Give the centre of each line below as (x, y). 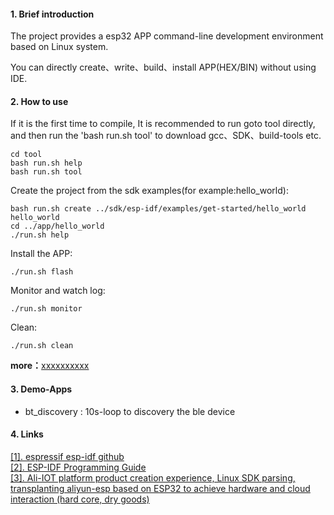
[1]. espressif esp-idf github (67, 456)
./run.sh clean (42, 346)
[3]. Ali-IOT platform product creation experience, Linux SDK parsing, (153, 477)
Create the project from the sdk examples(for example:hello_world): (149, 191)
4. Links (27, 434)
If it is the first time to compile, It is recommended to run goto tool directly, (163, 124)
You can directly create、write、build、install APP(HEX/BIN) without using (163, 67)
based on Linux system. (59, 47)
